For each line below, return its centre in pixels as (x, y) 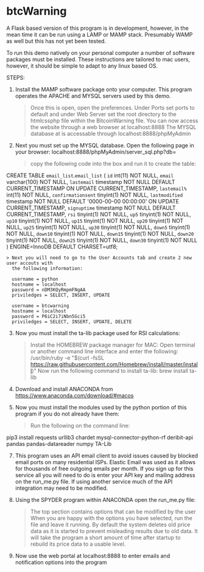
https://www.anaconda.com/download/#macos (74, 395)
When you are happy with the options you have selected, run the (111, 518)
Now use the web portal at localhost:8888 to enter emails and (93, 556)
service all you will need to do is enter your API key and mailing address (105, 475)
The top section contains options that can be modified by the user (113, 511)
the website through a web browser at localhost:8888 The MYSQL (113, 127)
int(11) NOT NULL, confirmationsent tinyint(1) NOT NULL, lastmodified (95, 195)
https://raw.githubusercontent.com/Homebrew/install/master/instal (114, 364)
